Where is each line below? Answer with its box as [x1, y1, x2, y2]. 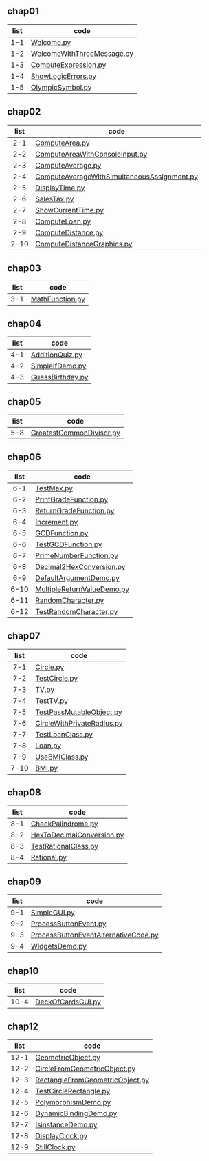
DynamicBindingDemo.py [35, 1109, 118, 1118]
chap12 [7, 1020, 39, 1032]
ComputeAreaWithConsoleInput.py [35, 149, 148, 159]
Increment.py [35, 517, 78, 526]
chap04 [7, 317, 42, 330]
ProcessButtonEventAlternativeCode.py [30, 931, 159, 940]
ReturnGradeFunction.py [35, 506, 115, 515]
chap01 [7, 6, 40, 17]
